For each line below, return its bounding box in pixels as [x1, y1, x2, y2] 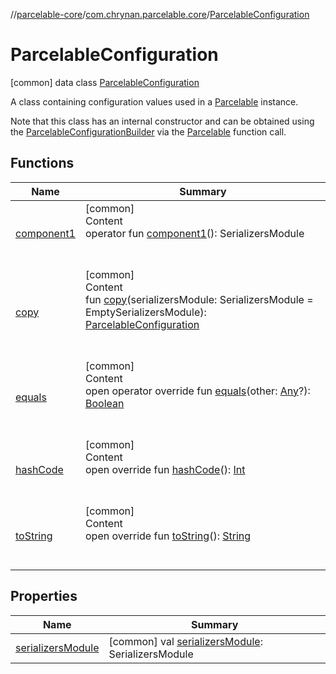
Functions [10, 155, 75, 172]
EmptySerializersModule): [84, 305, 207, 319]
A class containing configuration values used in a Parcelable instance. [10, 95, 299, 108]
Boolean [84, 396, 125, 410]
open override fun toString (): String [84, 529, 252, 543]
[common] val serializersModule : [108, 634, 263, 648]
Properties [10, 588, 78, 605]
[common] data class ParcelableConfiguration [10, 76, 200, 88]
